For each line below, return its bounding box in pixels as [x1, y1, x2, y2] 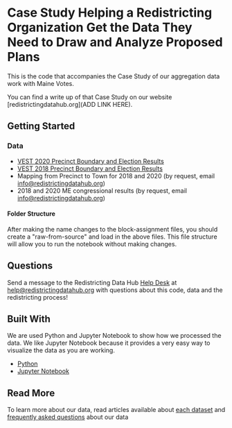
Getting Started [7, 120, 75, 132]
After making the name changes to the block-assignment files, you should [7, 225, 218, 233]
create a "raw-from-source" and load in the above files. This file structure [7, 232, 217, 241]
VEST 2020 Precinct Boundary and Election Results [17, 157, 164, 165]
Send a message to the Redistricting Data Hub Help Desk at [7, 278, 177, 286]
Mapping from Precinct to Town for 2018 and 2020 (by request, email [17, 171, 215, 180]
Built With [7, 314, 51, 325]
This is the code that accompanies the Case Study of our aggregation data [7, 71, 220, 80]
